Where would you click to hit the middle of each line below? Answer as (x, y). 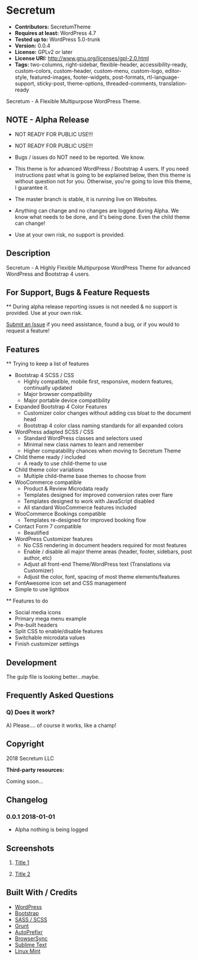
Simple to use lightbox (42, 589)
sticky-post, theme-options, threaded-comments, (98, 83)
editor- (173, 71)
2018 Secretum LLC (30, 758)
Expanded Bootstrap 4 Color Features (61, 407)
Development (32, 663)
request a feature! (28, 331)
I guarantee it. (32, 187)
